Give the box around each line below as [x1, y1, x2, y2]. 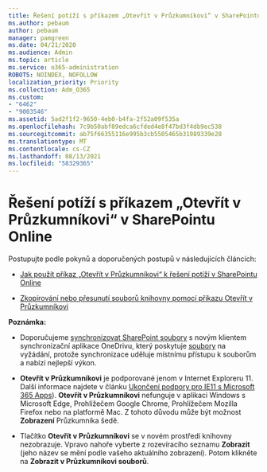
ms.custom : [8, 93, 44, 101]
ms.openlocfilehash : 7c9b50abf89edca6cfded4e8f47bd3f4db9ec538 [8, 123, 222, 131]
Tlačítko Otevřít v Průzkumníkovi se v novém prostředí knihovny [19, 431, 232, 441]
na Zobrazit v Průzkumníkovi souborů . [19, 457, 149, 466]
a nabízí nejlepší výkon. [19, 358, 97, 368]
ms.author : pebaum [8, 19, 69, 27]
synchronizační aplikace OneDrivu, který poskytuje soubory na [19, 341, 226, 351]
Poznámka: [8, 318, 46, 327]
